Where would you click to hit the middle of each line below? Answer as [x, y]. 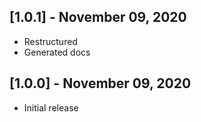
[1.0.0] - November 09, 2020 [100, 83]
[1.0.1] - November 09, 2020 [98, 17]
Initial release [51, 107]
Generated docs [57, 52]
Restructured [50, 41]
